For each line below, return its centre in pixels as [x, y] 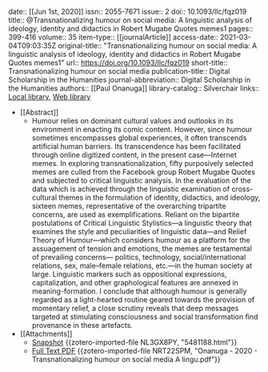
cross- [242, 189]
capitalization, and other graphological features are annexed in [135, 283]
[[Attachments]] [46, 334]
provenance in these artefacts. [82, 325]
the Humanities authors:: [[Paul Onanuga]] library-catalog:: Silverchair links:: [134, 88]
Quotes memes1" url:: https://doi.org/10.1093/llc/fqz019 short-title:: [118, 63]
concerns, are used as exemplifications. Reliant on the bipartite [136, 214]
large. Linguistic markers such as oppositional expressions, [129, 274]
